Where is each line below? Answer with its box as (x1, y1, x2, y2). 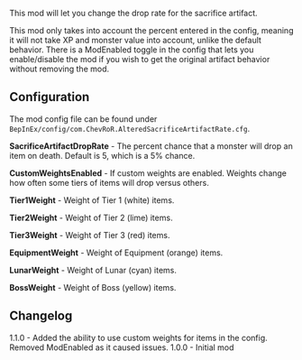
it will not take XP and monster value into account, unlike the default (9, 35, 261, 45)
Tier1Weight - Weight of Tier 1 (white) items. (9, 194, 175, 206)
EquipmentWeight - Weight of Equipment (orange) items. (9, 247, 224, 258)
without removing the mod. (9, 63, 110, 74)
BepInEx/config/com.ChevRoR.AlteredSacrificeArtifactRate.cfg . (9, 123, 251, 134)
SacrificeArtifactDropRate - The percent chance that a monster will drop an (9, 140, 293, 152)
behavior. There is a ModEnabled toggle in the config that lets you (9, 44, 254, 55)
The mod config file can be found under (9, 113, 158, 125)
